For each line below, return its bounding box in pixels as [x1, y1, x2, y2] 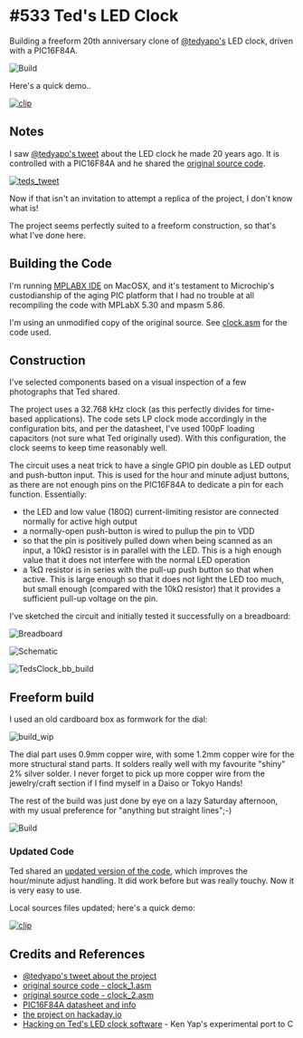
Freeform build [9, 690, 95, 705]
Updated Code [9, 845, 75, 858]
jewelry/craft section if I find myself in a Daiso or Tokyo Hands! [9, 778, 243, 789]
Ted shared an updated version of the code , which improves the [9, 866, 249, 877]
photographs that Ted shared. [9, 386, 120, 397]
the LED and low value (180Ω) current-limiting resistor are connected [22, 507, 279, 518]
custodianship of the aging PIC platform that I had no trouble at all [9, 289, 255, 300]
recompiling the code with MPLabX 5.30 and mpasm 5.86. [9, 299, 225, 310]
